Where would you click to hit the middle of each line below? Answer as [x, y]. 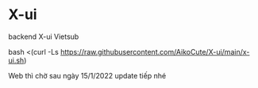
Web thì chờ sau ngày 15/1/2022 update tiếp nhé [87, 75]
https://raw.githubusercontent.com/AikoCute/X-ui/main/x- [155, 52]
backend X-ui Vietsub [44, 36]
